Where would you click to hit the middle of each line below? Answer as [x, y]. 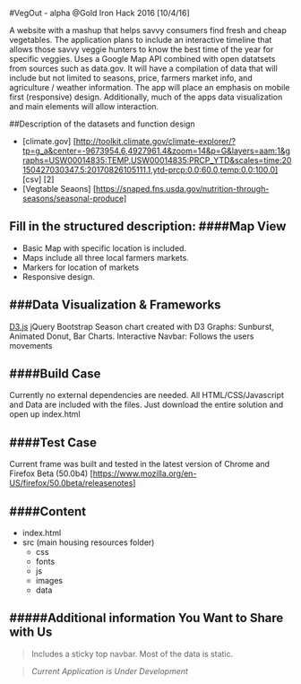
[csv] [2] [38, 179]
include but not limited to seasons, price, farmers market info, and [131, 78]
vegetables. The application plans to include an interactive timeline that [141, 40]
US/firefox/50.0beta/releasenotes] [73, 483]
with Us [31, 632]
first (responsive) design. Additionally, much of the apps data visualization [146, 97]
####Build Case [55, 374]
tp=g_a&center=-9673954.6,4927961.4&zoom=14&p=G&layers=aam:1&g [156, 151]
